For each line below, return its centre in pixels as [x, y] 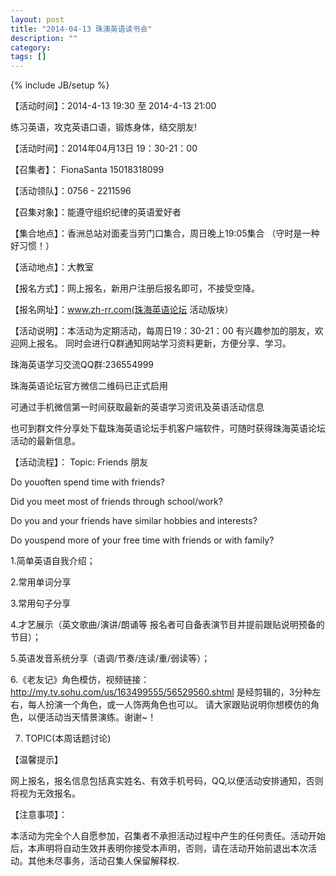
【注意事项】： [39, 815]
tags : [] [28, 57]
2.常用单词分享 [41, 582]
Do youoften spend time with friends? [88, 482]
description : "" [44, 38]
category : [31, 47]
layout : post [37, 19]
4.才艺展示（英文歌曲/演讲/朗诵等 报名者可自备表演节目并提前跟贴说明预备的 [167, 625]
